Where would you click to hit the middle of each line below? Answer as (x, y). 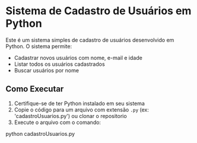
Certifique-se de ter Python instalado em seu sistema (79, 103)
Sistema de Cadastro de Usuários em (99, 11)
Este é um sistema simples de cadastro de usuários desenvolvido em (90, 40)
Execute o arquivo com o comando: (58, 122)
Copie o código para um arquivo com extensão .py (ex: (81, 109)
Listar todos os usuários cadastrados (59, 64)
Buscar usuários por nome (47, 70)
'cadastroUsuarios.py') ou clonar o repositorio (70, 116)
